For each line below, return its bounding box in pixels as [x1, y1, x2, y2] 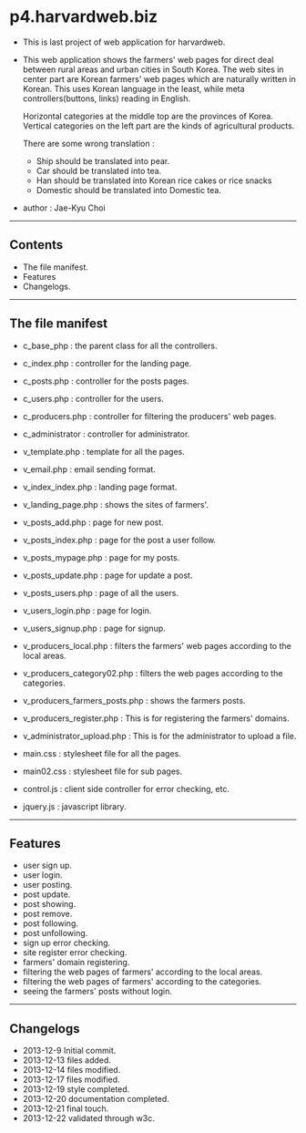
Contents [9, 237, 64, 252]
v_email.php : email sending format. [22, 463, 157, 475]
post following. [22, 918, 79, 929]
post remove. [22, 909, 73, 920]
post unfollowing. [22, 928, 88, 939]
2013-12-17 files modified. [22, 1074, 120, 1086]
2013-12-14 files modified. [22, 1065, 121, 1076]
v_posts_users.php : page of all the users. [22, 587, 179, 598]
